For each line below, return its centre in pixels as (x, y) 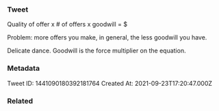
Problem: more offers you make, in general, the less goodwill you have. (107, 37)
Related (20, 101)
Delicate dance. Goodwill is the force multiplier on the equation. (96, 51)
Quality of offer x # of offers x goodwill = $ (67, 25)
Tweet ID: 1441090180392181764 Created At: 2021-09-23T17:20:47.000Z (110, 83)
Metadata (23, 68)
